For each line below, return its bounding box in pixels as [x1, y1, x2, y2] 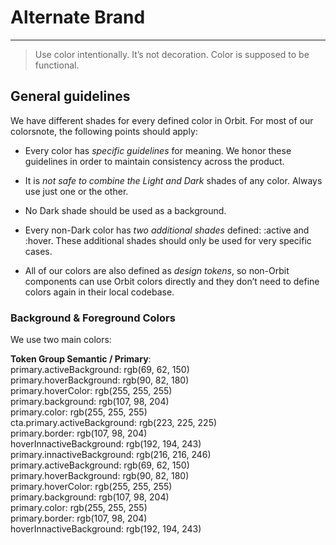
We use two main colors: [10, 334, 112, 346]
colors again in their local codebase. [24, 286, 175, 298]
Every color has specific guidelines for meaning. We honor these [24, 144, 292, 156]
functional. [34, 59, 80, 71]
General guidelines [10, 88, 131, 105]
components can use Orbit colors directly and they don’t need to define [24, 275, 320, 287]
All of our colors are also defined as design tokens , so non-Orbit [24, 264, 290, 276]
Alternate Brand [10, 6, 146, 29]
